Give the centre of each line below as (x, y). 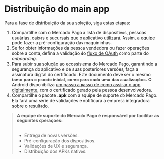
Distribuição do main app (57, 9)
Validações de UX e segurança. (56, 146)
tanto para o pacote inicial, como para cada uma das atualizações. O (82, 79)
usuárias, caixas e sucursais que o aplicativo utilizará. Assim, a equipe (83, 38)
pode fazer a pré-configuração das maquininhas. (62, 42)
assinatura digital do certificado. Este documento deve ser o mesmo (81, 74)
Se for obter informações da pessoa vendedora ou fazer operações (80, 48)
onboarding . (24, 58)
